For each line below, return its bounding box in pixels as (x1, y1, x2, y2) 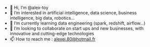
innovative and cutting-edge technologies (9, 31, 95, 36)
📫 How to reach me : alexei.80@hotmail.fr (9, 36, 96, 42)
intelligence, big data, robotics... (9, 15, 75, 21)
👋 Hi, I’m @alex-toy (9, 5, 49, 10)
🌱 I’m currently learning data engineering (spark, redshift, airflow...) (9, 20, 146, 26)
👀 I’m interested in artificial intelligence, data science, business (9, 10, 137, 16)
